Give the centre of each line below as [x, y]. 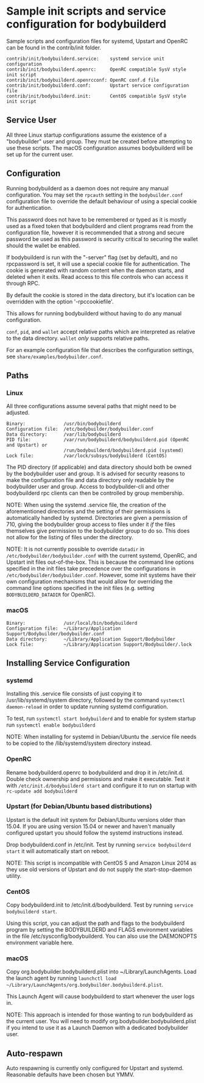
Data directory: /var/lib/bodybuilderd [64, 434]
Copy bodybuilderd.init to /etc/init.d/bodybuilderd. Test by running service [100, 905]
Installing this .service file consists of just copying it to [74, 694]
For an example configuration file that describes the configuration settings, [100, 350]
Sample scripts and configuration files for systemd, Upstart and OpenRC [97, 41]
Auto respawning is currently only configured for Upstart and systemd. [95, 1068]
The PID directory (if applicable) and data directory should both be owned [99, 467]
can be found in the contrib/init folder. [54, 48]
